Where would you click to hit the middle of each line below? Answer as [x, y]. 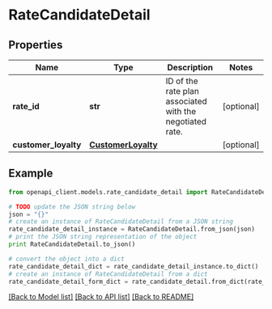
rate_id [26, 106]
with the [181, 111]
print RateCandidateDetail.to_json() [72, 244]
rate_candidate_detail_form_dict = [68, 281]
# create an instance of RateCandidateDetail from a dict [108, 274]
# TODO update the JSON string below [72, 207]
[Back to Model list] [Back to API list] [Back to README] [101, 297]
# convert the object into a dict [67, 259]
